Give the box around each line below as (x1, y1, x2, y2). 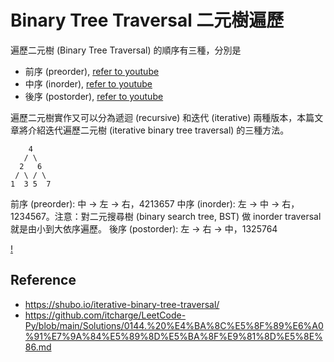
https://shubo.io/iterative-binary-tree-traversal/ (24, 298, 220, 310)
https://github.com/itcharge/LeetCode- (24, 309, 187, 321)
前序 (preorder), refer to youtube (24, 65, 160, 77)
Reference (10, 272, 77, 289)
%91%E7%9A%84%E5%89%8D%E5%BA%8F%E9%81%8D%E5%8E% (24, 330, 323, 342)
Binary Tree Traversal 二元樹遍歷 (10, 9, 285, 32)
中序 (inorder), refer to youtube (24, 77, 153, 90)
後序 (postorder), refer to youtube (24, 90, 164, 102)
